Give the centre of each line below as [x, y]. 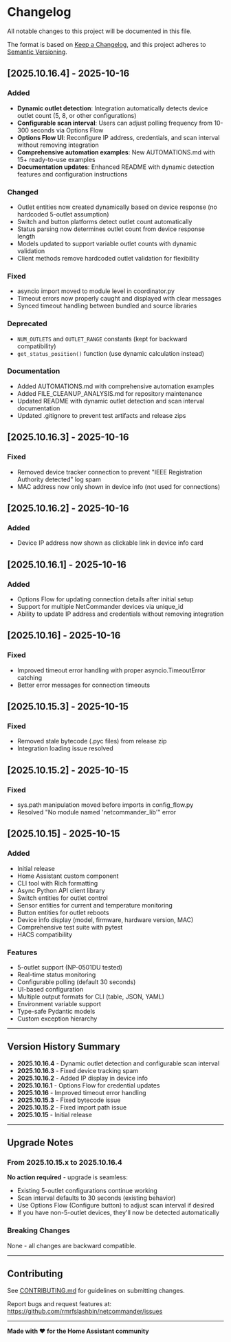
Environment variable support [59, 1003]
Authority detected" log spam [59, 479]
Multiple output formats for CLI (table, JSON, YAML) [91, 997]
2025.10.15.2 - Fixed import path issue [72, 1107]
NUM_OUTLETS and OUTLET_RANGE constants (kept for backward [102, 339]
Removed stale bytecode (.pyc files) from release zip [92, 741]
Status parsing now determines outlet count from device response [111, 229]
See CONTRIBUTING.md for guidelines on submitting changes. [96, 1290]
